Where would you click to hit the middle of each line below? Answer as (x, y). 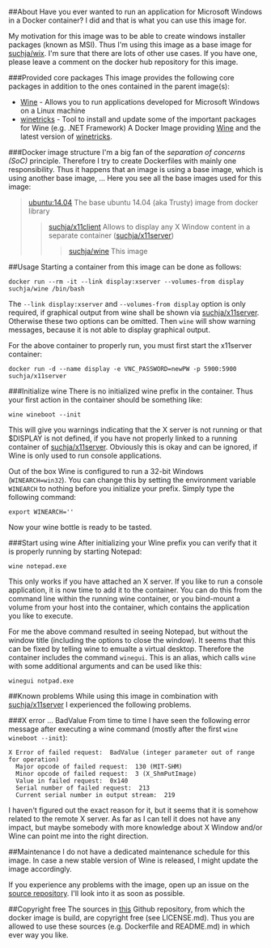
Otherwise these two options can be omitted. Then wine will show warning (132, 321)
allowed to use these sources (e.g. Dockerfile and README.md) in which (129, 926)
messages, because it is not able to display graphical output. (109, 330)
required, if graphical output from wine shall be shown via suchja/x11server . (134, 312)
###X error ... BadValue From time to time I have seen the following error (129, 720)
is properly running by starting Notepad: (75, 552)
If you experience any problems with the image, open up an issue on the (129, 885)
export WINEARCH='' (41, 512)
